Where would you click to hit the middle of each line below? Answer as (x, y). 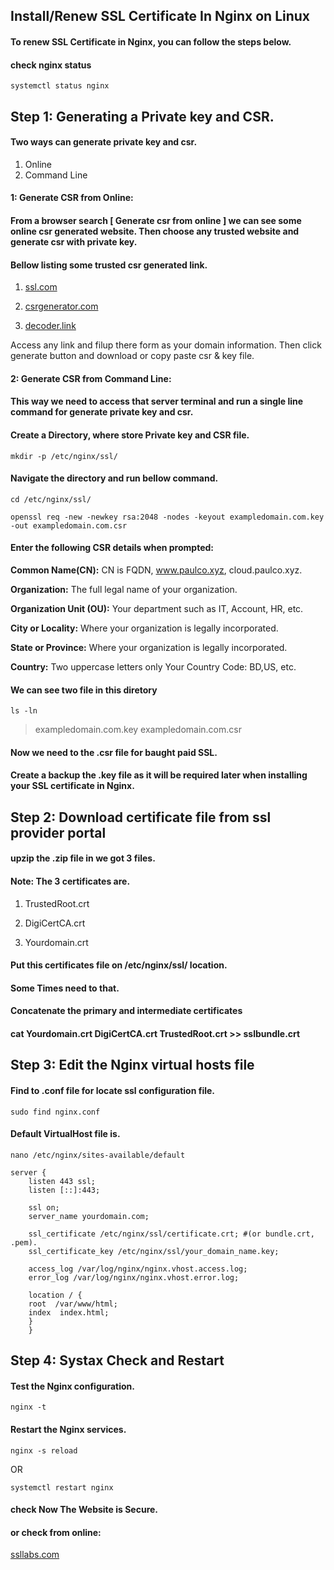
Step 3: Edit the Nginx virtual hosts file (132, 1065)
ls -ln (24, 711)
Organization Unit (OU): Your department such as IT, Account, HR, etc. (157, 608)
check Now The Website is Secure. (84, 1510)
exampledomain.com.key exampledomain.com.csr (138, 730)
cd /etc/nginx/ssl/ (51, 499)
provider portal (58, 832)
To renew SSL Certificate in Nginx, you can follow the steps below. (151, 41)
